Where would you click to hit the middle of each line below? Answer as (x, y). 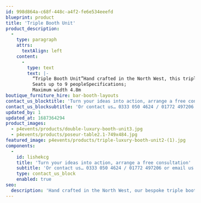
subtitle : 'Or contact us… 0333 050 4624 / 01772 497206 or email (101, 168)
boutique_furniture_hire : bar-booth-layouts (62, 95)
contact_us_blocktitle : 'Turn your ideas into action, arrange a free (96, 101)
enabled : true (34, 180)
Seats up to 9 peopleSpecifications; (79, 85)
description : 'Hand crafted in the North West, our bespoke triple (97, 190)
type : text (41, 68)
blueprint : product (30, 17)
